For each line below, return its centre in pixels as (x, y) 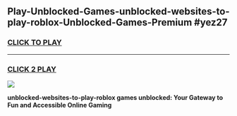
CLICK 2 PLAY (32, 69)
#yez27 (211, 23)
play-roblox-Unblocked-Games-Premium (100, 23)
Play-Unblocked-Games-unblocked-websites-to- (119, 12)
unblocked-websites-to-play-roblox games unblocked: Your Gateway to (115, 97)
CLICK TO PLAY (35, 43)
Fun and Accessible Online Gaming (60, 105)
